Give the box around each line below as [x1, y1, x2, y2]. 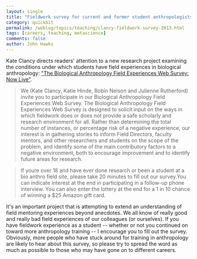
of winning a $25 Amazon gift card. [20, 191, 106, 199]
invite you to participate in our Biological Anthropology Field [20, 93, 165, 100]
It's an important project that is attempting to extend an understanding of [6, 203, 182, 210]
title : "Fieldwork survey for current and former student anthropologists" [6, 14, 195, 20]
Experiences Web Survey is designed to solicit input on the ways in [20, 106, 183, 113]
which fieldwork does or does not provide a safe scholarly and [20, 112, 172, 119]
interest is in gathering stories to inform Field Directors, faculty [20, 130, 172, 137]
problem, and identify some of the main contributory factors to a [20, 143, 176, 150]
